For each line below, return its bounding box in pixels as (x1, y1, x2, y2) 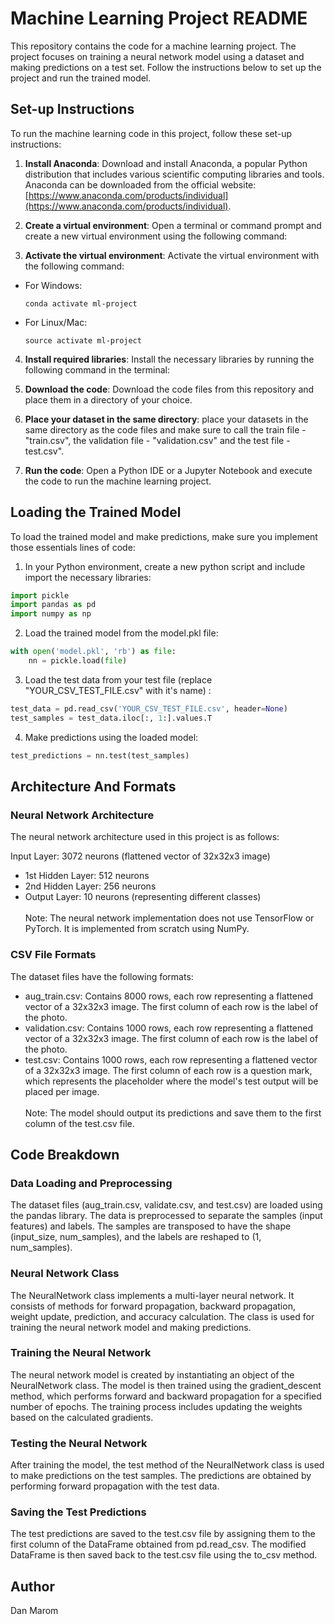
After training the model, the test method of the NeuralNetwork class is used (10, 1459, 325, 1471)
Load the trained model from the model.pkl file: (24, 627, 219, 639)
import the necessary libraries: (24, 571, 152, 583)
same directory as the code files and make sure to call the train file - (24, 423, 307, 436)
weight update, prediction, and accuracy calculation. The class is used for (10, 1310, 315, 1322)
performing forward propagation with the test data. (10, 1480, 220, 1492)
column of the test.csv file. (24, 1117, 135, 1129)
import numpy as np (10, 609, 92, 619)
